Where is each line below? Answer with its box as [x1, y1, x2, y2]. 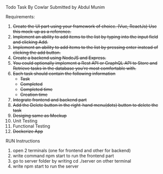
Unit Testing [12, 118, 37, 124]
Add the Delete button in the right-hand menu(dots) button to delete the [12, 102, 159, 108]
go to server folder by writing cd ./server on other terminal [12, 158, 131, 164]
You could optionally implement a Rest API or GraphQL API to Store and [12, 60, 158, 66]
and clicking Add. [12, 39, 48, 45]
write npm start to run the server [12, 163, 79, 169]
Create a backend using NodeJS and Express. [12, 55, 106, 61]
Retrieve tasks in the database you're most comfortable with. [12, 65, 136, 71]
